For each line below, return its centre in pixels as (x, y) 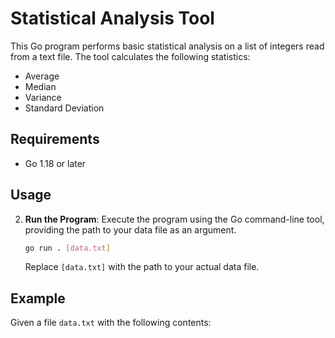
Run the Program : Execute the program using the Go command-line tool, (174, 219)
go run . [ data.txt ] (67, 248)
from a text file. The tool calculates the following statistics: (130, 56)
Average (42, 76)
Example (38, 298)
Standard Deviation (64, 108)
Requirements (55, 139)
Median (40, 86)
